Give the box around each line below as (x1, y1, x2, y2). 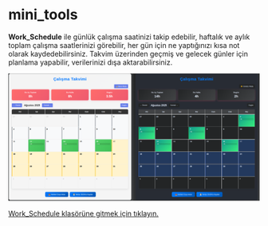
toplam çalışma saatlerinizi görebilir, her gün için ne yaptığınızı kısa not (8, 40, 240, 50)
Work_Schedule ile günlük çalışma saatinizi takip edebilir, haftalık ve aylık (8, 32, 250, 42)
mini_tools (8, 6, 78, 24)
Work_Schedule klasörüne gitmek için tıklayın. (8, 209, 160, 219)
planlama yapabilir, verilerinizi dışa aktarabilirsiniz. (8, 57, 173, 67)
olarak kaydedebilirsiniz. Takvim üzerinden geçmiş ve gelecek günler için (8, 49, 249, 58)
